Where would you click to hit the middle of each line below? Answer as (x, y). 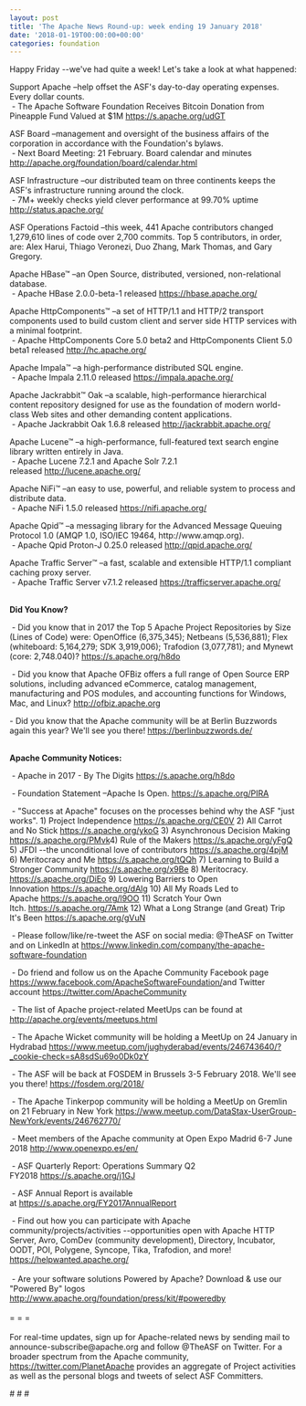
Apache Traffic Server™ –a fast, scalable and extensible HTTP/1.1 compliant (151, 563)
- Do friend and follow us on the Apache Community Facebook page (140, 972)
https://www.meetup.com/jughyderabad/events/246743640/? (165, 1047)
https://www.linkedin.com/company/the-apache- (173, 945)
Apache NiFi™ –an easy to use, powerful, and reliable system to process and (153, 488)
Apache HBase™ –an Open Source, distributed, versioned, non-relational (145, 274)
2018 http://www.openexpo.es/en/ (74, 1149)
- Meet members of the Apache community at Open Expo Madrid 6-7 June (152, 1138)
